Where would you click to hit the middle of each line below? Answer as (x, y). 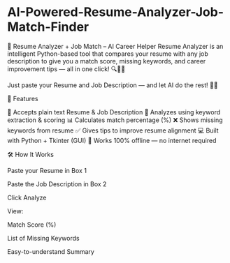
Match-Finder (48, 27)
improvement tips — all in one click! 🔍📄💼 (66, 69)
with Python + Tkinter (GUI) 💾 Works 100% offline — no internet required (112, 140)
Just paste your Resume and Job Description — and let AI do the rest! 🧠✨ (113, 85)
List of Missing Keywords (43, 238)
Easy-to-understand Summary (51, 251)
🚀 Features (23, 98)
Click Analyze (27, 197)
